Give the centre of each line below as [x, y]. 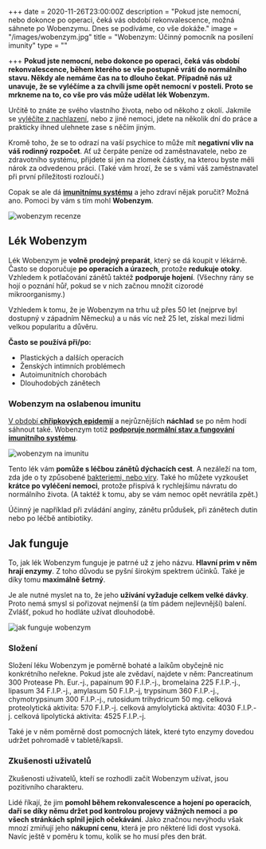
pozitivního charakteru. [46, 787]
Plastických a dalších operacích [72, 357]
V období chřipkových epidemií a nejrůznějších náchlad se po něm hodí [127, 421]
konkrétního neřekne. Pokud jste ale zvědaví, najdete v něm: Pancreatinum [131, 674]
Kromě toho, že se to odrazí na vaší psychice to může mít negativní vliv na [131, 142]
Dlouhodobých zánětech [60, 383]
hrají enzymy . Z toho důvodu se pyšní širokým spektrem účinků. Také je [127, 571]
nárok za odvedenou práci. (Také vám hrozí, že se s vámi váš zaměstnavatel [133, 168]
